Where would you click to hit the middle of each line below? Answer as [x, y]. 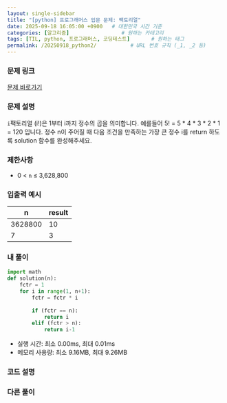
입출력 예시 [24, 194]
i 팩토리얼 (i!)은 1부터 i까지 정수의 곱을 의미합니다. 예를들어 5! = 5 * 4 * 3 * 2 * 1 [113, 123]
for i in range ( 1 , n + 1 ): [55, 291]
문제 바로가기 [25, 87]
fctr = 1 [32, 285]
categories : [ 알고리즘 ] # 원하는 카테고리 [85, 33]
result [58, 213]
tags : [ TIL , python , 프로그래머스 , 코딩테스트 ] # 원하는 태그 [96, 39]
